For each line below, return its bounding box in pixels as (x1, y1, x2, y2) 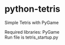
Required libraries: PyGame (4, 29, 60, 35)
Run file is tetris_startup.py (4, 34, 59, 40)
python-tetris (4, 3, 61, 15)
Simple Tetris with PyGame (4, 20, 59, 25)
